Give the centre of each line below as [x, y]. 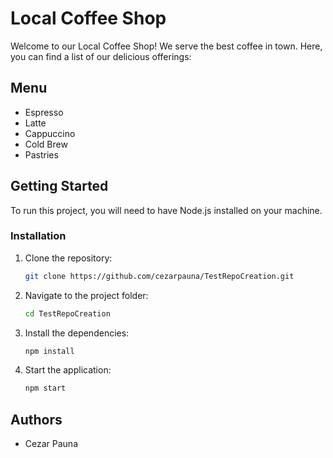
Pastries [41, 154]
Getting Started [59, 186]
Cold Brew [46, 144]
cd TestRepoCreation [67, 313]
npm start [45, 388]
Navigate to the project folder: [86, 295]
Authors [36, 419]
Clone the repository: [68, 258]
